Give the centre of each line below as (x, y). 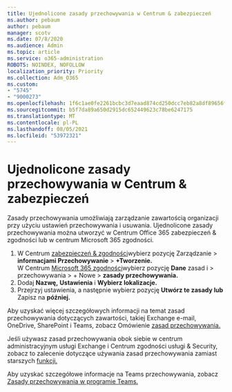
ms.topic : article (33, 52)
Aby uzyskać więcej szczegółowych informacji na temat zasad (96, 311)
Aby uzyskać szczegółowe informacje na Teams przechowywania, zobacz (113, 374)
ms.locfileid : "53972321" (44, 135)
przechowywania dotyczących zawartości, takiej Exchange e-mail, (102, 318)
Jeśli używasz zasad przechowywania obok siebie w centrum (95, 339)
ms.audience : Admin (35, 46)
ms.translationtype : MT (41, 116)
